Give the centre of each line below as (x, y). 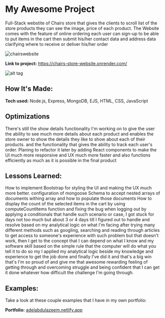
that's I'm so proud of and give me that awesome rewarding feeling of (77, 262)
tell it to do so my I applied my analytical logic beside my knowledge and (79, 251)
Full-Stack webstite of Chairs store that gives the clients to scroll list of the (81, 23)
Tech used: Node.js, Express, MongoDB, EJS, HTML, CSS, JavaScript (77, 101)
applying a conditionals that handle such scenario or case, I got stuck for (80, 214)
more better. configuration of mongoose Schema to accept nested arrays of (83, 193)
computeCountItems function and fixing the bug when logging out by (76, 209)
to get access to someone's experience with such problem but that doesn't (82, 236)
